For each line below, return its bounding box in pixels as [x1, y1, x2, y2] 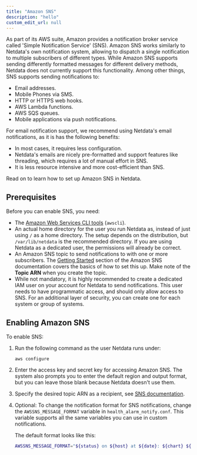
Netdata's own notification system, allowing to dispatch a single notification [6, 48, 189, 55]
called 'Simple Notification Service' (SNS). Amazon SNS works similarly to [6, 42, 185, 49]
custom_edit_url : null [6, 19, 62, 25]
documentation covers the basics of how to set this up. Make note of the [14, 263, 191, 270]
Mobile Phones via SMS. [14, 91, 74, 98]
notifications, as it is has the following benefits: [6, 134, 120, 141]
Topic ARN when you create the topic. [14, 269, 108, 277]
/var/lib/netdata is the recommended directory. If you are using [14, 238, 172, 245]
